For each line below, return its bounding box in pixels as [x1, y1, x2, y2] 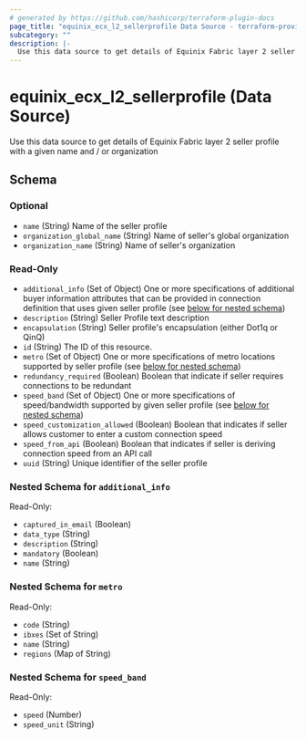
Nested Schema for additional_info [9, 480, 171, 493]
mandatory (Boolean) [22, 548, 99, 559]
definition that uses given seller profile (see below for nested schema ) [22, 303, 286, 314]
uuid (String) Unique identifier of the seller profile [22, 458, 208, 469]
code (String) [22, 619, 70, 630]
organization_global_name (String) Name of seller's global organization [22, 230, 290, 241]
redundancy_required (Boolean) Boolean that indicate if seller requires [22, 370, 284, 381]
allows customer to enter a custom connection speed [22, 429, 223, 440]
